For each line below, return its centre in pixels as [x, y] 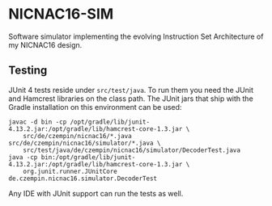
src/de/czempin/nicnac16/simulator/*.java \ [85, 143]
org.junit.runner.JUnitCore [70, 171]
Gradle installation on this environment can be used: [95, 107]
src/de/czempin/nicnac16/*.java [77, 136]
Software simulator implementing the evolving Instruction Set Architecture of [136, 36]
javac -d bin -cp [38, 122]
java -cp [23, 157]
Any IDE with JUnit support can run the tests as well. [96, 193]
